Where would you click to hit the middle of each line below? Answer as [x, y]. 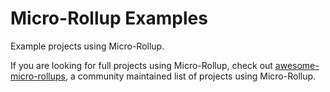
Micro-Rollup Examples [109, 18]
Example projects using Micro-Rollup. [87, 46]
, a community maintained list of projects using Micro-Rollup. [190, 76]
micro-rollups [38, 76]
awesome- [297, 65]
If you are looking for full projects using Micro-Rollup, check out [141, 65]
